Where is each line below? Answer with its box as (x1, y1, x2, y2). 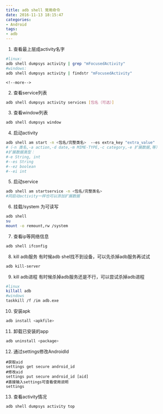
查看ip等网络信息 (13, 233, 49, 239)
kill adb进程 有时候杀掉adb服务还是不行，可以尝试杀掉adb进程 (13, 273, 145, 280)
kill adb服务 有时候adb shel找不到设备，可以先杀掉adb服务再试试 (13, 253, 150, 260)
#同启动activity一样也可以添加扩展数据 (6, 193, 80, 199)
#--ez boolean (6, 164, 36, 169)
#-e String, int (6, 154, 40, 160)
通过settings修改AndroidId (13, 348, 69, 354)
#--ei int (6, 169, 27, 174)
